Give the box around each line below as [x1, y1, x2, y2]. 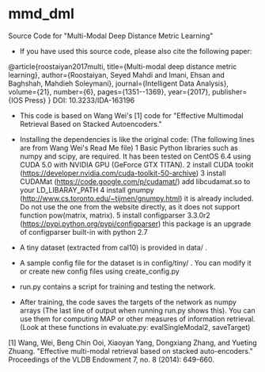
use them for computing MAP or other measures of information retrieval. [19, 314, 256, 324]
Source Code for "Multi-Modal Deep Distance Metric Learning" [8, 31, 214, 40]
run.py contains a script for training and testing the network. [19, 282, 216, 291]
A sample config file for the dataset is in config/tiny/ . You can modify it [19, 258, 252, 267]
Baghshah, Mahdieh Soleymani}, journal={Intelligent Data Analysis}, [8, 79, 229, 88]
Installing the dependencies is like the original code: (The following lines [19, 134, 255, 144]
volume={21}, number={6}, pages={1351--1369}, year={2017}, [8, 86, 211, 96]
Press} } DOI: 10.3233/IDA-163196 [25, 95, 135, 105]
